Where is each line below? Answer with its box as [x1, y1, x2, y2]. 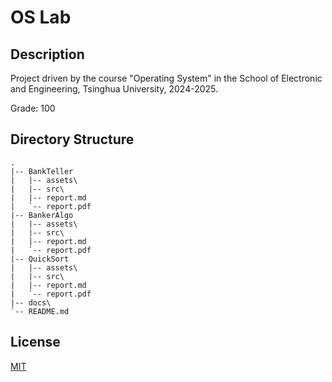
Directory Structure [10, 131, 135, 148]
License [10, 334, 61, 351]
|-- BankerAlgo [10, 210, 74, 220]
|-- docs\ [10, 297, 52, 308]
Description [10, 46, 85, 63]
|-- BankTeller [10, 166, 74, 176]
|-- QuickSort [10, 254, 70, 264]
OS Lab [10, 6, 72, 29]
